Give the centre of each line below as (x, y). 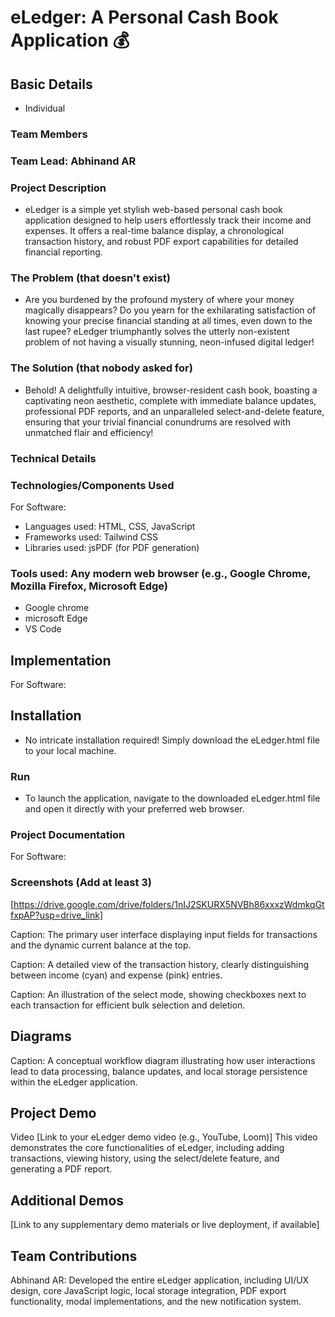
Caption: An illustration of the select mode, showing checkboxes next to (158, 994)
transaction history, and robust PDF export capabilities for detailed (161, 242)
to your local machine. (70, 750)
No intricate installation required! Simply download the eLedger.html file (172, 740)
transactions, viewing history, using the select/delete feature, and (145, 1158)
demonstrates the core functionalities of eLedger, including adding (147, 1148)
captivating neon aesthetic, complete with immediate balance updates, (170, 400)
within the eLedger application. (74, 1082)
